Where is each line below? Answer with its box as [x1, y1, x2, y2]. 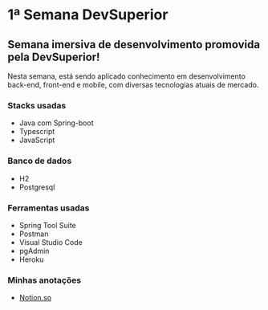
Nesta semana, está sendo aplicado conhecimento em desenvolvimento [7, 71, 246, 81]
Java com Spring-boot [18, 118, 94, 128]
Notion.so [18, 293, 52, 303]
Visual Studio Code [18, 237, 83, 247]
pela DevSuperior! [7, 50, 100, 63]
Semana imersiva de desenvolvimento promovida [7, 38, 261, 51]
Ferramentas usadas [7, 202, 90, 214]
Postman [18, 229, 49, 239]
